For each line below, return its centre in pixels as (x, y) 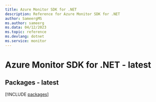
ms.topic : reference (26, 32)
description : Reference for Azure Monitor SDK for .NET (62, 14)
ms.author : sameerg (25, 23)
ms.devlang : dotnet (25, 37)
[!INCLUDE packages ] (27, 94)
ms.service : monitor (26, 41)
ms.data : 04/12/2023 (26, 28)
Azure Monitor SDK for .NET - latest (78, 65)
